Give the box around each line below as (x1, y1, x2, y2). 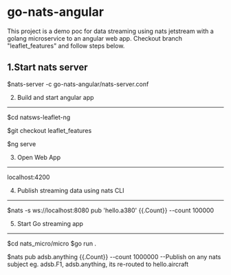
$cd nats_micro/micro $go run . (7, 239, 97, 247)
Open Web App (16, 153, 61, 161)
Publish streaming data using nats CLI (16, 186, 125, 194)
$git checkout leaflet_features (7, 126, 92, 134)
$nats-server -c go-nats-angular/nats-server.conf (7, 80, 149, 88)
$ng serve (7, 139, 36, 148)
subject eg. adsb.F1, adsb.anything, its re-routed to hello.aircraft (7, 260, 189, 268)
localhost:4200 (7, 173, 50, 181)
